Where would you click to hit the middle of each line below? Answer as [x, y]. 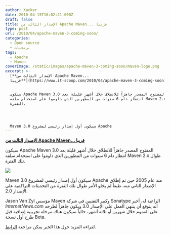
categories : [18, 38]
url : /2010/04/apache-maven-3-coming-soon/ [52, 33]
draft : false [19, 19]
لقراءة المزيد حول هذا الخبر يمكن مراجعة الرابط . [51, 227]
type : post [17, 29]
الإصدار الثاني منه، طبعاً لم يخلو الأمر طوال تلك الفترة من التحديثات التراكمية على [80, 186]
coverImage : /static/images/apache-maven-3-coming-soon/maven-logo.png [82, 66]
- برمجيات [20, 48]
